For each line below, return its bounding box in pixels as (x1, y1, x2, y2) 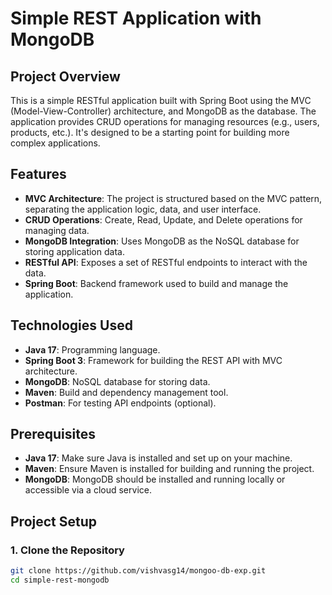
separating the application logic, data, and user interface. (24, 203, 262, 215)
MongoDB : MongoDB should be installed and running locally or (24, 473, 286, 486)
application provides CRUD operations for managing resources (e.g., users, (10, 116, 320, 127)
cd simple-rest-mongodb (10, 575, 110, 585)
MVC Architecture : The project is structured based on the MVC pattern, (24, 192, 323, 204)
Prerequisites (10, 426, 96, 443)
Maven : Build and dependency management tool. (24, 386, 229, 398)
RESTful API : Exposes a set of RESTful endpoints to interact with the (24, 256, 308, 268)
